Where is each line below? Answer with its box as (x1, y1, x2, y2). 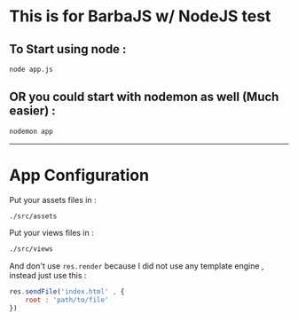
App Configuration (9, 165, 149, 185)
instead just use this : (9, 270, 87, 281)
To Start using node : (9, 42, 127, 57)
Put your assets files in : (9, 194, 97, 205)
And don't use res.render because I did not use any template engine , (9, 261, 264, 271)
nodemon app (9, 127, 53, 136)
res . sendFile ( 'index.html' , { (9, 287, 125, 296)
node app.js (9, 65, 53, 74)
